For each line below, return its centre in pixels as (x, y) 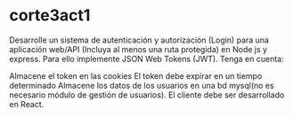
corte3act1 (50, 16)
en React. (27, 104)
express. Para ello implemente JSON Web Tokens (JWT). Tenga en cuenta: (146, 58)
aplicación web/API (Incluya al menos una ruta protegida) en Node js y (138, 49)
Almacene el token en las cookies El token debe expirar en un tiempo (136, 75)
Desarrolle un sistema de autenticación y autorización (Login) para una (139, 40)
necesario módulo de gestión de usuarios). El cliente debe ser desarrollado (147, 95)
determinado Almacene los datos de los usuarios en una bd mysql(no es (142, 85)
